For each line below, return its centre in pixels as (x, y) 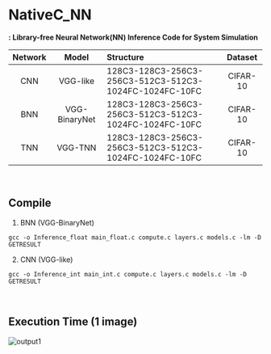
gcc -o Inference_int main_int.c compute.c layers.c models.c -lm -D (128, 274)
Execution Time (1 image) (73, 322)
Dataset (242, 57)
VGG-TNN (77, 147)
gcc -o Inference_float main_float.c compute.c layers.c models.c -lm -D (135, 237)
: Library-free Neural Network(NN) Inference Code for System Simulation (133, 37)
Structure (125, 57)
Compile (30, 203)
